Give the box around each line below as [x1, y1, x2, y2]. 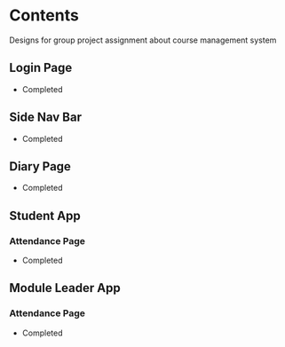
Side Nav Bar [9, 110, 83, 125]
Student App [9, 208, 82, 223]
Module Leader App [9, 280, 122, 296]
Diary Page [9, 159, 71, 174]
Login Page [9, 60, 73, 75]
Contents [9, 5, 80, 26]
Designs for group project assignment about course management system [9, 35, 277, 45]
